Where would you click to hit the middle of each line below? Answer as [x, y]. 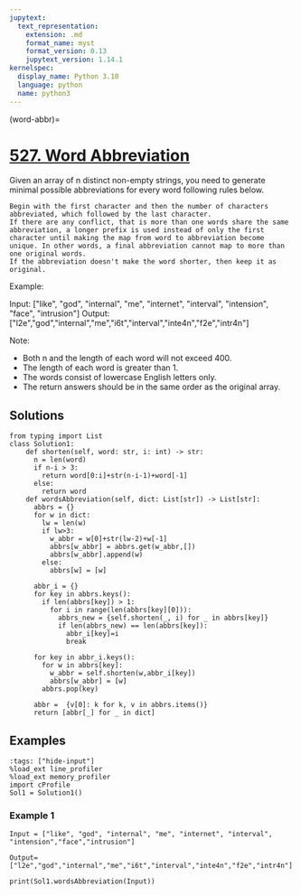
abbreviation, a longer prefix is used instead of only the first [137, 230]
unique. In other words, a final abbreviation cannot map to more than [147, 246]
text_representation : [58, 26]
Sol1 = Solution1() [46, 793]
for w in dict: [62, 516]
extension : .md [54, 34]
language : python [50, 85]
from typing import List [56, 436]
